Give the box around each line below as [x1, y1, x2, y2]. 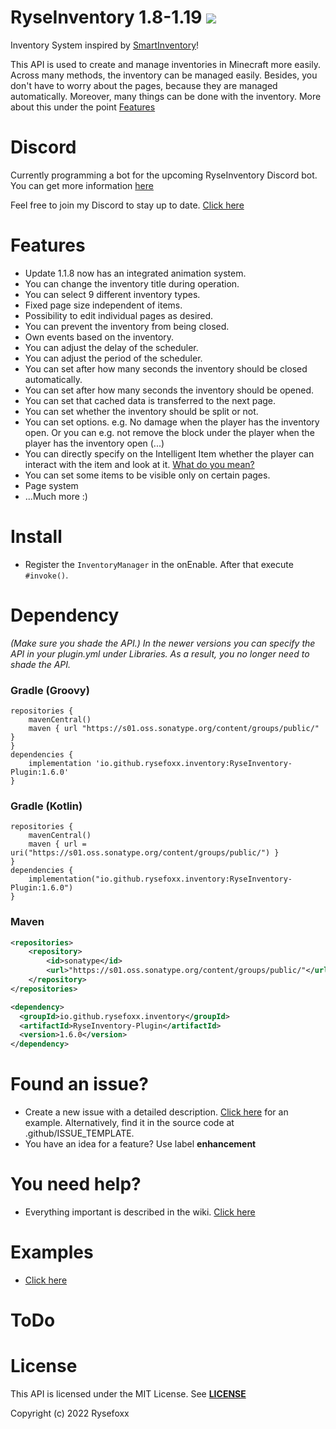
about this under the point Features [10, 101, 156, 113]
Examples [10, 1241, 94, 1264]
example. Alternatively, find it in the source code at [24, 1117, 235, 1129]
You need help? [10, 1173, 142, 1196]
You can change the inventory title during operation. [24, 277, 240, 290]
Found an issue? [10, 1073, 149, 1096]
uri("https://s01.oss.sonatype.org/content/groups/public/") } [10, 848, 280, 858]
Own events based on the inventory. [24, 331, 175, 343]
